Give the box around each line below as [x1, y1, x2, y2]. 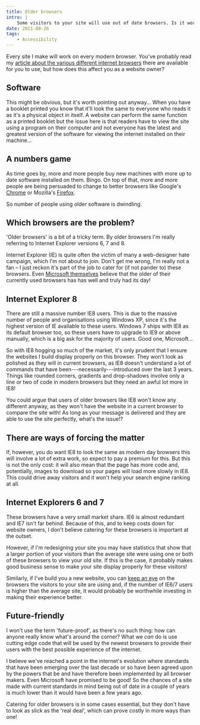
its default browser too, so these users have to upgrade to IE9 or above [6, 329, 181, 336]
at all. [6, 480, 20, 488]
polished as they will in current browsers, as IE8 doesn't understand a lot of [6, 359, 192, 367]
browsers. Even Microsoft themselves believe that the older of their [6, 270, 171, 277]
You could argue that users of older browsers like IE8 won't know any [6, 396, 177, 403]
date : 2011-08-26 [6, 25, 49, 32]
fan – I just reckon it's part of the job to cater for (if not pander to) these [6, 264, 182, 272]
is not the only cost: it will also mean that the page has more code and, [6, 461, 180, 468]
